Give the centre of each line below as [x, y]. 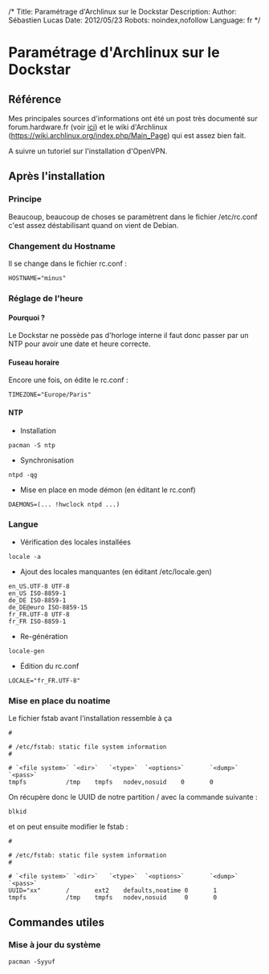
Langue [23, 524]
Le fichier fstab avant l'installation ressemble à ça [90, 719]
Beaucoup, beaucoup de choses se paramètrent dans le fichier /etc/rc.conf [133, 217]
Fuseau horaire [34, 362]
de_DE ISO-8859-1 [37, 600]
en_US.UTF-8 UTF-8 [39, 586]
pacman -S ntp [32, 445]
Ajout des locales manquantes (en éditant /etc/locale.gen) [116, 571]
